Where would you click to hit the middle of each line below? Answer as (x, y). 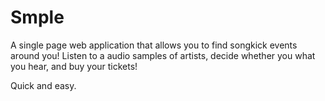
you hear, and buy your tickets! (74, 66)
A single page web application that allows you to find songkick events (154, 45)
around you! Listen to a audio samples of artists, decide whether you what (163, 55)
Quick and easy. (43, 85)
